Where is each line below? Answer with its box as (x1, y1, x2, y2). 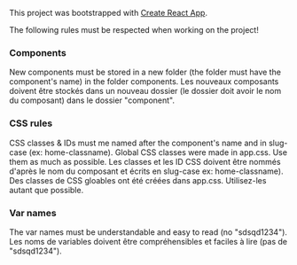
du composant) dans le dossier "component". (9, 95, 176, 105)
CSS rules (9, 117, 53, 129)
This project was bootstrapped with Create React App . (9, 8, 208, 18)
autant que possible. (9, 184, 84, 195)
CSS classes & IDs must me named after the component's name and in (9, 137, 268, 148)
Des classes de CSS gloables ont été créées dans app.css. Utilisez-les (9, 175, 267, 185)
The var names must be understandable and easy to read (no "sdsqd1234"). (9, 226, 288, 238)
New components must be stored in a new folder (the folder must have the (9, 66, 282, 78)
